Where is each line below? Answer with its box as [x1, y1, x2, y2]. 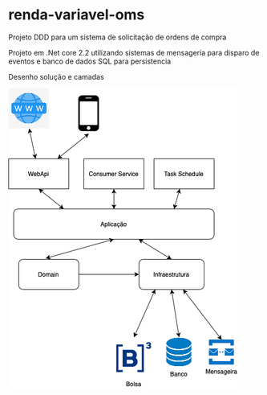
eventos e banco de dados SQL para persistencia [8, 56, 172, 66]
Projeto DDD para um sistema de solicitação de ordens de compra [8, 32, 227, 42]
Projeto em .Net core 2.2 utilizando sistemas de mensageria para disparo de [8, 47, 260, 57]
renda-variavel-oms [8, 6, 145, 24]
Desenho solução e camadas [8, 72, 104, 81]
